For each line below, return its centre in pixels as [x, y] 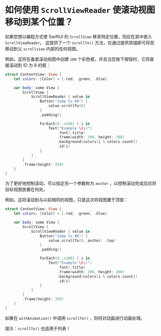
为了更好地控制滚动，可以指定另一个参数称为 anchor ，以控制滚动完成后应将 [81, 184]
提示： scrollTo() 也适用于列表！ [38, 328]
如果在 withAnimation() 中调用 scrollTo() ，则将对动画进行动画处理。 [75, 318]
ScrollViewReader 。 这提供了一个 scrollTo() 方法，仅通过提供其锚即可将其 [80, 42]
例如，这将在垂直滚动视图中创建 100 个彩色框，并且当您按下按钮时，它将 [78, 59]
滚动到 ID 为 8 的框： [30, 65]
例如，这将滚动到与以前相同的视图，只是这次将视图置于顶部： [67, 200]
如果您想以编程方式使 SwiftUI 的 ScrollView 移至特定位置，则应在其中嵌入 [79, 37]
